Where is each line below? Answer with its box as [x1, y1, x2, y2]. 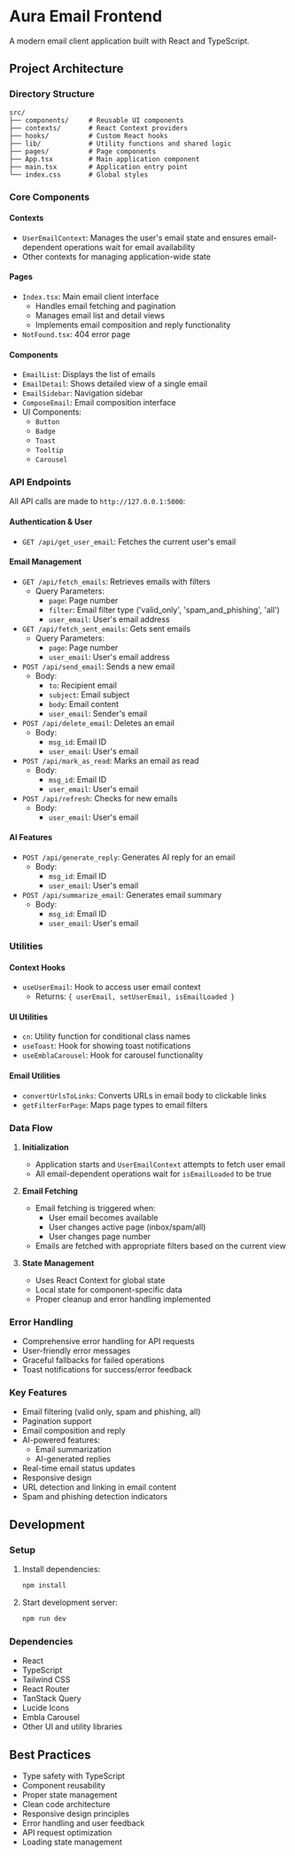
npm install [21, 1581, 66, 1590]
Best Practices [9, 1747, 91, 1762]
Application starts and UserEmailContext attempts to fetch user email [35, 1159, 286, 1169]
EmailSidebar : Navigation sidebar [21, 388, 144, 398]
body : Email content [48, 698, 120, 709]
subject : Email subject [48, 689, 130, 700]
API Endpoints [9, 476, 72, 489]
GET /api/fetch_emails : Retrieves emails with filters [21, 576, 211, 586]
